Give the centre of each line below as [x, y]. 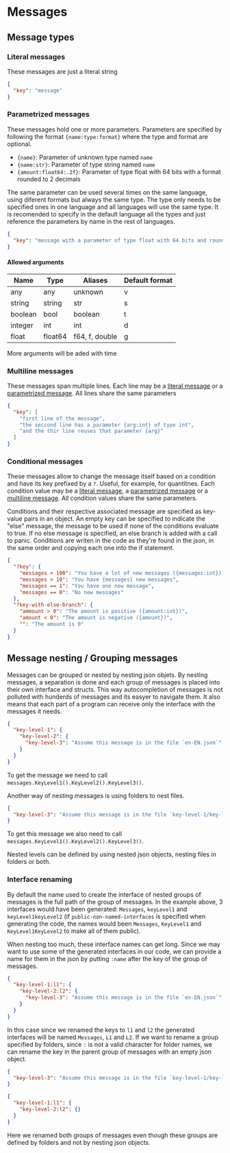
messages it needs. [35, 711]
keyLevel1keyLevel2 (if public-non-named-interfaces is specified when [106, 916]
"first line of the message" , [63, 419]
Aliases [95, 280]
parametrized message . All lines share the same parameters [92, 393]
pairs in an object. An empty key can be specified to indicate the [114, 519]
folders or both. [29, 862]
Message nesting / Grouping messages [92, 658]
